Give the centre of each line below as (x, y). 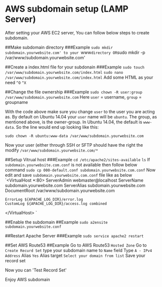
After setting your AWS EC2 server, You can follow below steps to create (77, 33)
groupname (16, 102)
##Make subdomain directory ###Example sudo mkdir (59, 47)
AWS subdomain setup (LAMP (67, 9)
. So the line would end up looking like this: (56, 127)
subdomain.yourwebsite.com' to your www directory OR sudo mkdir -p (75, 52)
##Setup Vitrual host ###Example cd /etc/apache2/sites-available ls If (78, 159)
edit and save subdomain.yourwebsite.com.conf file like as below (68, 175)
